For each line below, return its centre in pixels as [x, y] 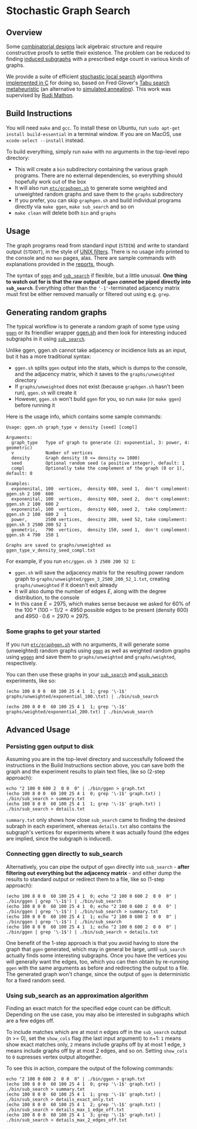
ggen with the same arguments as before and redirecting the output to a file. [97, 968]
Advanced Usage [38, 730]
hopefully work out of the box [50, 181]
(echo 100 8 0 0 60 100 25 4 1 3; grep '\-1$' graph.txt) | [84, 1115]
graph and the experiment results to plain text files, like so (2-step [86, 771]
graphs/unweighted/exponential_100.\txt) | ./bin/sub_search [82, 696]
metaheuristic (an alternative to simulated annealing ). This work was [89, 89]
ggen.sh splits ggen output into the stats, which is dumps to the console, [101, 368]
